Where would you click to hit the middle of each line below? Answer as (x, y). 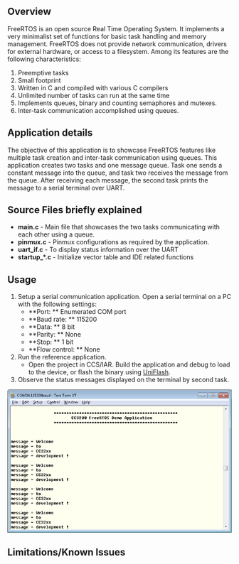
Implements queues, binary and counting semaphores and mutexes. (117, 103)
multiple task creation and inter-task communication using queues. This (112, 157)
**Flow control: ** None (64, 349)
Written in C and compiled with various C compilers (93, 87)
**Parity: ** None (55, 335)
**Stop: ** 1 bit (51, 342)
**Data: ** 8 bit (52, 327)
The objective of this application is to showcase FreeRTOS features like (112, 150)
